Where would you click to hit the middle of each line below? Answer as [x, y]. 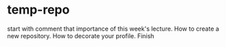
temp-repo [38, 10]
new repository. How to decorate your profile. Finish [81, 35]
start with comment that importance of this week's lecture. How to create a [113, 29]
